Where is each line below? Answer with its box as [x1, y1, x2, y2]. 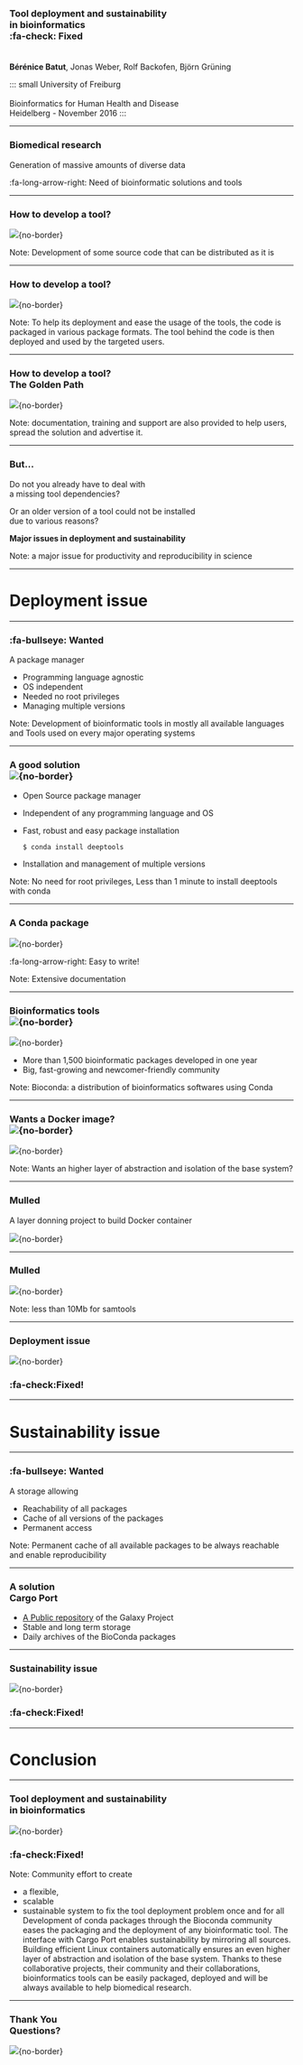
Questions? [9, 2024, 61, 2037]
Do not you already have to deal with [9, 478, 146, 489]
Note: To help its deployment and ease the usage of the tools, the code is [9, 317, 281, 328]
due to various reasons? [9, 515, 99, 526]
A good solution [9, 758, 81, 771]
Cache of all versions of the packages [22, 1513, 164, 1523]
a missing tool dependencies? [9, 488, 120, 499]
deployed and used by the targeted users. [9, 337, 165, 347]
